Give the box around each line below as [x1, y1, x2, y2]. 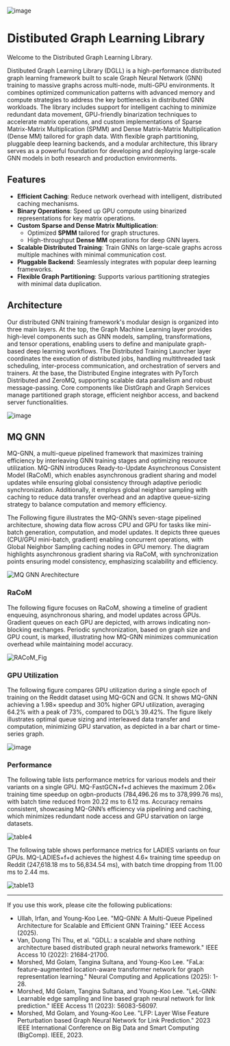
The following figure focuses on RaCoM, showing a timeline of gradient [7, 603, 207, 612]
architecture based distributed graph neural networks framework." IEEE [16, 944, 218, 952]
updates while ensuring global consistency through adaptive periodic [7, 478, 202, 487]
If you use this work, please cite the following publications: [7, 901, 172, 909]
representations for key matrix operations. [16, 213, 136, 222]
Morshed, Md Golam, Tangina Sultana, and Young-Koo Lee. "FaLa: [16, 958, 205, 966]
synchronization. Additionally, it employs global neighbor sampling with [7, 486, 207, 494]
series [7, 730, 25, 738]
